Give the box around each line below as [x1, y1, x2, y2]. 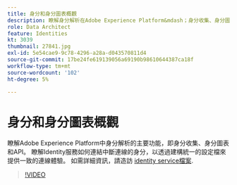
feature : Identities [7, 30, 68, 37]
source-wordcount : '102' [7, 69, 80, 76]
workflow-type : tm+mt [7, 63, 71, 70]
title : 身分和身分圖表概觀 [7, 10, 78, 18]
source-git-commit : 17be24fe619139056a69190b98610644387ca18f [7, 56, 194, 63]
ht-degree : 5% [7, 75, 49, 83]
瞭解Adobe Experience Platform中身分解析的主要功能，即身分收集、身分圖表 [7, 139, 229, 148]
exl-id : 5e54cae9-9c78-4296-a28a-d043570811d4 [7, 50, 147, 57]
